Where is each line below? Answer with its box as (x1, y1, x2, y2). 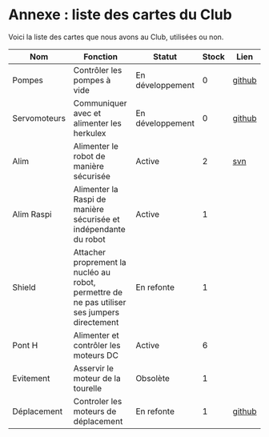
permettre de (73, 287, 122, 298)
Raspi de (73, 194, 106, 205)
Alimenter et (73, 330, 119, 341)
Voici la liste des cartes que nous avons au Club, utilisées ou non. (8, 32, 224, 42)
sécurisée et (73, 214, 120, 225)
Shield (12, 282, 36, 293)
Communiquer (73, 98, 127, 109)
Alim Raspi (12, 208, 52, 219)
